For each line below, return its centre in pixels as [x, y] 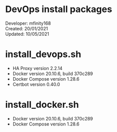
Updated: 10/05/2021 [27, 34]
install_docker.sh [42, 105]
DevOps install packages [59, 9]
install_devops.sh [43, 54]
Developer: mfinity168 [28, 23]
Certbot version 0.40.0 [36, 84]
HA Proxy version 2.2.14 [37, 68]
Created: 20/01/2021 [27, 28]
